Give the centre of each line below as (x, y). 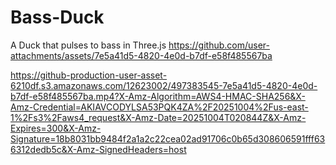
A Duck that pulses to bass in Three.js (88, 45)
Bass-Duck (57, 17)
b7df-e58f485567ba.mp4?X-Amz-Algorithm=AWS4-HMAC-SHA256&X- (158, 96)
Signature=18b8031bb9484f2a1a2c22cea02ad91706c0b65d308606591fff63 (168, 138)
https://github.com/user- (219, 45)
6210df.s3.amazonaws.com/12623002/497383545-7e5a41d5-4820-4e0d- (164, 85)
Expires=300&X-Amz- (56, 128)
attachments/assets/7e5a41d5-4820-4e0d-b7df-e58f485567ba (141, 55)
